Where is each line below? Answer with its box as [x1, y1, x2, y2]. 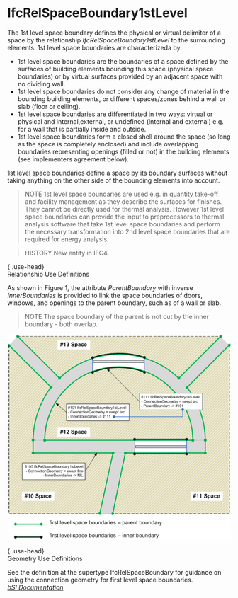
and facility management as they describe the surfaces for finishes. [24, 197, 222, 206]
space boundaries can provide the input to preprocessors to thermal [24, 212, 225, 221]
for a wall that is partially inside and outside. [17, 125, 147, 133]
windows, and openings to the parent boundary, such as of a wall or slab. [7, 299, 222, 307]
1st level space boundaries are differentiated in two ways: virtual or [17, 110, 213, 118]
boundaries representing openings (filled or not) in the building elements [17, 147, 229, 156]
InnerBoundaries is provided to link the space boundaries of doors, [7, 291, 203, 299]
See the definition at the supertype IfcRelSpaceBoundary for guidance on [7, 568, 222, 577]
